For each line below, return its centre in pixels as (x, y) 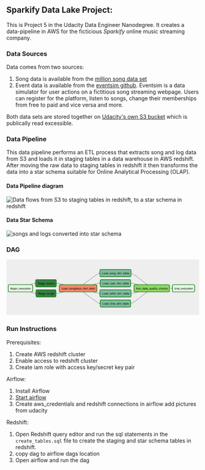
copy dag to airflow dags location (57, 453)
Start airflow (31, 397)
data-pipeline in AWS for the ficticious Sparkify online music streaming (96, 31)
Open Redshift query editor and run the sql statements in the (91, 434)
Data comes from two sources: (45, 67)
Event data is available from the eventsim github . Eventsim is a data (100, 86)
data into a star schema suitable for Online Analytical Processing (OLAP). (98, 172)
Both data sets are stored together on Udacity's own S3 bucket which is (97, 117)
